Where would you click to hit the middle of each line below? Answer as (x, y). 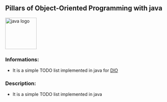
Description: (21, 83)
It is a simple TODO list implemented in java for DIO (65, 70)
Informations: (22, 59)
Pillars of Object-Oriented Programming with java (84, 8)
